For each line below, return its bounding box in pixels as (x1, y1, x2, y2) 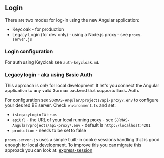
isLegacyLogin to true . (12, 112, 58, 118)
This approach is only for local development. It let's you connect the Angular (5, 83, 159, 89)
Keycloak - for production (12, 26, 64, 32)
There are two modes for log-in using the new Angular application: (5, 17, 140, 23)
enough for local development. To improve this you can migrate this (5, 142, 141, 148)
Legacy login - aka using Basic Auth (5, 71, 92, 78)
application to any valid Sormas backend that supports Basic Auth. (5, 88, 140, 93)
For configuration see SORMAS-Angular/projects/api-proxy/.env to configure (5, 97, 159, 103)
